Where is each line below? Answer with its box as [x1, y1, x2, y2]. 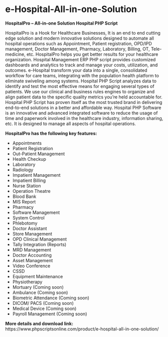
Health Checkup [12, 156, 46, 162]
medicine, [5, 51, 26, 57]
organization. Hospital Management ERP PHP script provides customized [5, 56, 156, 62]
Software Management [12, 209, 60, 215]
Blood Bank [12, 193, 37, 199]
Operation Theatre [12, 188, 51, 194]
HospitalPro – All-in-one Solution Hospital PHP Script [5, 20, 118, 26]
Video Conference [12, 263, 51, 269]
